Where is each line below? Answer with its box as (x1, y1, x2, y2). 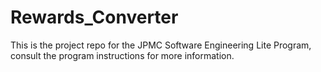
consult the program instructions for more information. (10, 49, 235, 61)
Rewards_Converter (10, 6, 179, 29)
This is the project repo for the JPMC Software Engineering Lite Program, (10, 39, 312, 51)
